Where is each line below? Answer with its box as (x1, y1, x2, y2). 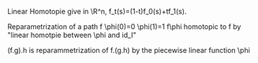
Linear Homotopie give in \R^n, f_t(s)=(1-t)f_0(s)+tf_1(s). (7, 7, 187, 16)
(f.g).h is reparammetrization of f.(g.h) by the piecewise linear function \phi (7, 46, 250, 54)
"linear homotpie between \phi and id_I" (7, 31, 137, 39)
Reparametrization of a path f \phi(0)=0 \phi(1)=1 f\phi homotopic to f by (7, 22, 241, 31)
